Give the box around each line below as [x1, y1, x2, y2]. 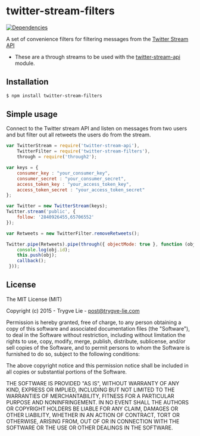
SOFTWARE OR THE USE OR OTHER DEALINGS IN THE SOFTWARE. [6, 424, 173, 431]
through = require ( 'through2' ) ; [17, 154, 97, 160]
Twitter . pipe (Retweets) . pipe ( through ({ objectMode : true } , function [6, 241, 183, 247]
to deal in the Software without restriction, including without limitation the [6, 331, 186, 338]
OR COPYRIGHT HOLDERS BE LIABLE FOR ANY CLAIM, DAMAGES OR [6, 405, 179, 412]
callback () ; [17, 258, 46, 264]
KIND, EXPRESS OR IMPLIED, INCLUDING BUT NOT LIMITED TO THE [6, 386, 175, 393]
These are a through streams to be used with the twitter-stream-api [14, 53, 180, 60]
